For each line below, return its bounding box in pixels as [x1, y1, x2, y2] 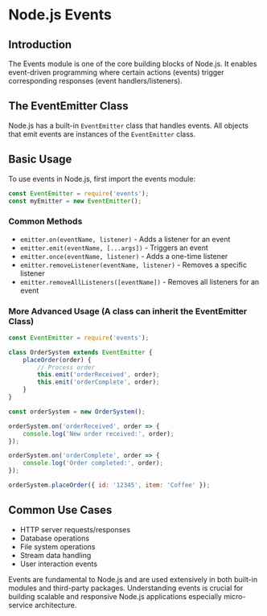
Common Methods [8, 216, 83, 227]
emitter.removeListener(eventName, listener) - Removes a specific [19, 260, 248, 269]
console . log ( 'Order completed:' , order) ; [23, 459, 163, 467]
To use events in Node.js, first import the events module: [8, 174, 195, 183]
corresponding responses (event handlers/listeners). [8, 76, 183, 85]
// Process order [37, 363, 95, 372]
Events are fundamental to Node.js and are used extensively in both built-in [8, 574, 258, 584]
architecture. [35, 600, 77, 610]
